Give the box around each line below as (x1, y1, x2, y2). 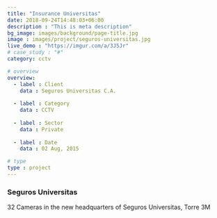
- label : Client (13, 81, 64, 87)
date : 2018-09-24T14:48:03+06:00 (7, 17, 104, 24)
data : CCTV (19, 107, 54, 114)
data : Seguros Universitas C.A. (19, 87, 117, 94)
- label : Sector (13, 119, 64, 126)
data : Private (19, 126, 64, 133)
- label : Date (13, 139, 58, 146)
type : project (7, 165, 51, 171)
